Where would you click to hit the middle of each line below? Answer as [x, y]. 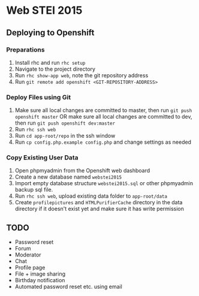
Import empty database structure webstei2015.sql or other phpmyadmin [104, 183]
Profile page [30, 268]
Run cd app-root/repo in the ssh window [65, 136]
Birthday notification [40, 280]
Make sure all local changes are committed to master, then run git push [103, 110]
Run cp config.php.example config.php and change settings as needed [103, 142]
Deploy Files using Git [38, 97]
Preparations [25, 50]
